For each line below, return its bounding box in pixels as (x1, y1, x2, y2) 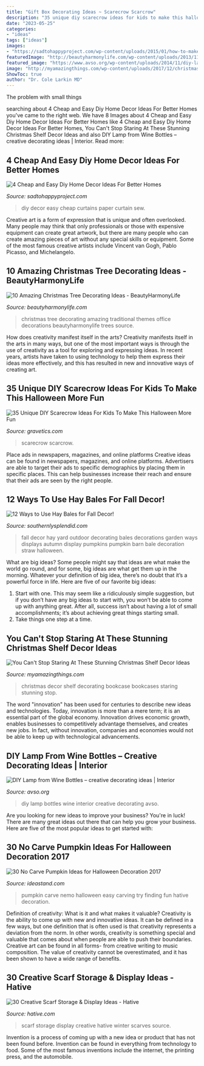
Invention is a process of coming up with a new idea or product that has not (6, 1033, 195, 1040)
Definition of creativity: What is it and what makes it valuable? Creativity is (6, 910, 191, 917)
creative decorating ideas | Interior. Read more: (6, 137, 124, 145)
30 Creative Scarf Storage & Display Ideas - (6, 972, 174, 983)
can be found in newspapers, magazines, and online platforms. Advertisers (6, 457, 194, 465)
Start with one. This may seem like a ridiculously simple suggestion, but (15, 590, 194, 597)
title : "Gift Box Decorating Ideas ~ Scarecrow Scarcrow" (6, 9, 156, 15)
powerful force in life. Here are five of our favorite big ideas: (6, 578, 157, 586)
